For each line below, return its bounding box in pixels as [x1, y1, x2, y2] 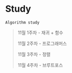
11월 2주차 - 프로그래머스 [17, 40, 67, 46]
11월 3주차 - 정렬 [17, 51, 51, 57]
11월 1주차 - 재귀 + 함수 [17, 29, 63, 36]
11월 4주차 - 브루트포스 [17, 62, 63, 68]
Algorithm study [5, 20, 40, 25]
